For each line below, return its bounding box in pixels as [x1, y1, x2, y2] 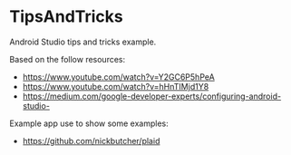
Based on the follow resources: [9, 53, 126, 64]
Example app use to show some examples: [9, 118, 170, 129]
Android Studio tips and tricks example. [9, 36, 157, 47]
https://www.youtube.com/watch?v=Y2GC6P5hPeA [22, 71, 215, 82]
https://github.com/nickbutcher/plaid [22, 135, 160, 146]
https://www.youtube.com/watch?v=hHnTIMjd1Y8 [22, 81, 209, 92]
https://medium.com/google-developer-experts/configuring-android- [22, 91, 282, 102]
